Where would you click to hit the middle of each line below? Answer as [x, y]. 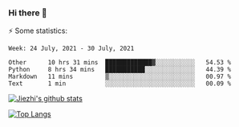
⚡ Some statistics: [38, 31]
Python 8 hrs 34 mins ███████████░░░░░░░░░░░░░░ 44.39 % [119, 70]
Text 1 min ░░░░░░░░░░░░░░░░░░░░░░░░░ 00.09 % [119, 84]
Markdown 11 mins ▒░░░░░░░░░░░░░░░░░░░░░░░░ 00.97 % [119, 77]
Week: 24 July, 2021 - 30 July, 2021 [71, 49]
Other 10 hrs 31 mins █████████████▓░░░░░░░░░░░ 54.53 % [119, 63]
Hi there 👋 [28, 13]
